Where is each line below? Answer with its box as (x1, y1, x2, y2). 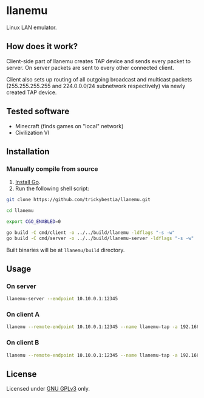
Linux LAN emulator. (6, 24, 57, 31)
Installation (6, 146, 50, 157)
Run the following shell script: (15, 185, 89, 192)
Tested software (6, 106, 70, 117)
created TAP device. (6, 89, 57, 96)
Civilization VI (15, 129, 50, 136)
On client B (6, 338, 39, 347)
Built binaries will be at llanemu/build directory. (6, 246, 125, 253)
